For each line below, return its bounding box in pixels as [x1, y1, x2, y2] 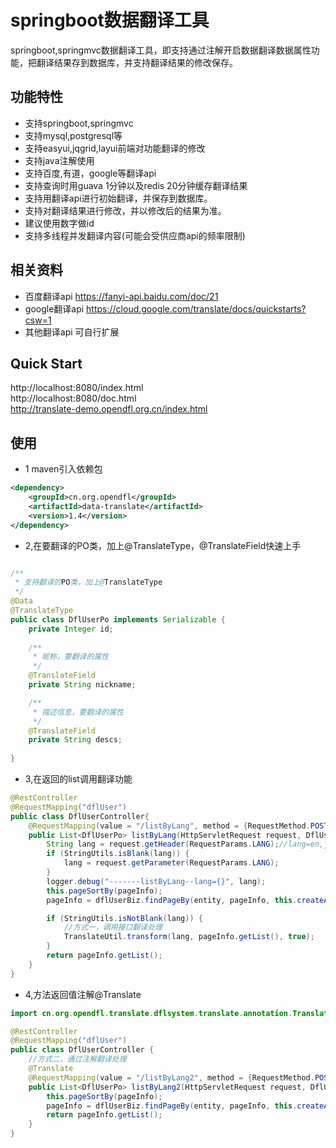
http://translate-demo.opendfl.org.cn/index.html [10, 403, 208, 415]
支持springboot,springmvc [24, 117, 134, 129]
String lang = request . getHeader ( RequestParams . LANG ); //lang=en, [46, 839, 325, 850]
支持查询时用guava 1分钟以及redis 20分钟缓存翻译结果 [24, 179, 248, 191]
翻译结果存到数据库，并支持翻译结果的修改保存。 [36, 56, 238, 68]
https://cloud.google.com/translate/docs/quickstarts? [86, 302, 307, 315]
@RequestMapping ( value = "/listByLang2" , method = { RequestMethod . [28, 1072, 315, 1083]
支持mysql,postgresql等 [24, 129, 123, 141]
